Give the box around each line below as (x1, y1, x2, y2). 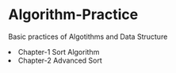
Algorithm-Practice (8, 6, 139, 24)
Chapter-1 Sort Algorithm (18, 47, 100, 56)
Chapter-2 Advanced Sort (18, 56, 103, 65)
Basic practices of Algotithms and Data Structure (8, 32, 168, 41)
